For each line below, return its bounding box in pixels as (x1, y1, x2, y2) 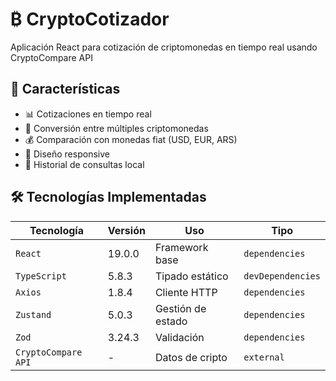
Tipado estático (154, 269, 229, 283)
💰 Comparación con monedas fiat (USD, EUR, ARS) (24, 133, 238, 145)
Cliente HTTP (154, 285, 218, 299)
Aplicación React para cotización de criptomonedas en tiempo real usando (10, 41, 318, 53)
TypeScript (15, 270, 67, 282)
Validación (154, 330, 205, 344)
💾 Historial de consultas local (24, 158, 145, 170)
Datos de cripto (154, 350, 228, 364)
